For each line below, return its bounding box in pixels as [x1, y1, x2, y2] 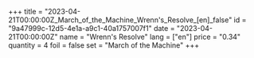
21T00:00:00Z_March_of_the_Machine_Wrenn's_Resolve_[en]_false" [8, 15, 233, 25]
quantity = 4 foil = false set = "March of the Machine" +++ [8, 41, 200, 50]
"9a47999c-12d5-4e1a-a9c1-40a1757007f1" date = [8, 24, 175, 33]
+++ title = [8, 7, 44, 16]
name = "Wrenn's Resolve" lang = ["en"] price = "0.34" [59, 32, 241, 41]
